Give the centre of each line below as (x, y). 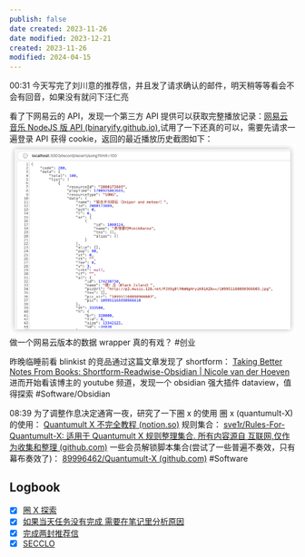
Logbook (35, 487)
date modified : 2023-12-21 (60, 38)
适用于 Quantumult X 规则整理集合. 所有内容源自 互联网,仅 (174, 435)
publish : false (38, 19)
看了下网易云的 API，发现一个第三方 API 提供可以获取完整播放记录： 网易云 (149, 116)
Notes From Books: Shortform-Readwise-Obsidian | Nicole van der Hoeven (150, 371)
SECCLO (39, 543)
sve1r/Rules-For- (255, 424)
